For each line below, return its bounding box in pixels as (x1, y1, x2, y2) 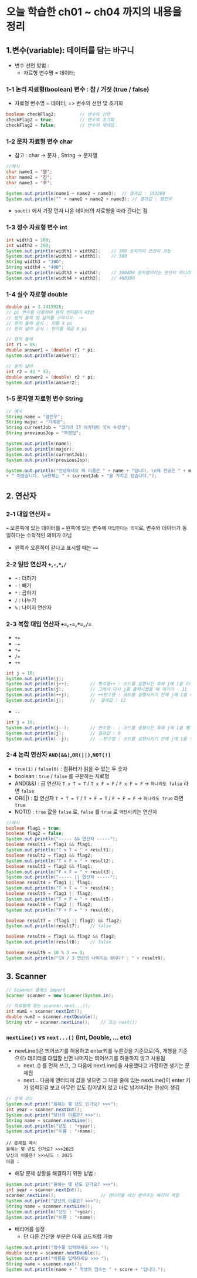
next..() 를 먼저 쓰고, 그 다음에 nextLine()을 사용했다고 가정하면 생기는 (23, 1062, 184, 1069)
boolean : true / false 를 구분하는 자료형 (14, 772, 110, 779)
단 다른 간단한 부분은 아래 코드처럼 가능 (23, 1233, 113, 1240)
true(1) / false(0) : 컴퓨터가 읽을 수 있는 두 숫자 (14, 765, 128, 772)
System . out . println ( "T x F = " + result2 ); (6, 858, 114, 864)
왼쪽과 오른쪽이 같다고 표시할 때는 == (14, 544, 98, 552)
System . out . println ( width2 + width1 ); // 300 (6, 253, 127, 259)
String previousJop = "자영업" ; (6, 430, 81, 436)
